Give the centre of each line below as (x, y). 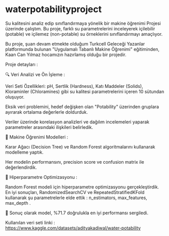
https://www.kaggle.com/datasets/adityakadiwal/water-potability (73, 228)
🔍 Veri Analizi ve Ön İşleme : (35, 74)
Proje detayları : (22, 64)
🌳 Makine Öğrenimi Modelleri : (37, 137)
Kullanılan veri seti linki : (30, 222)
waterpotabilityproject (54, 9)
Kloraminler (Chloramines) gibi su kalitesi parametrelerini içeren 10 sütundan (85, 91)
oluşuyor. (15, 97)
